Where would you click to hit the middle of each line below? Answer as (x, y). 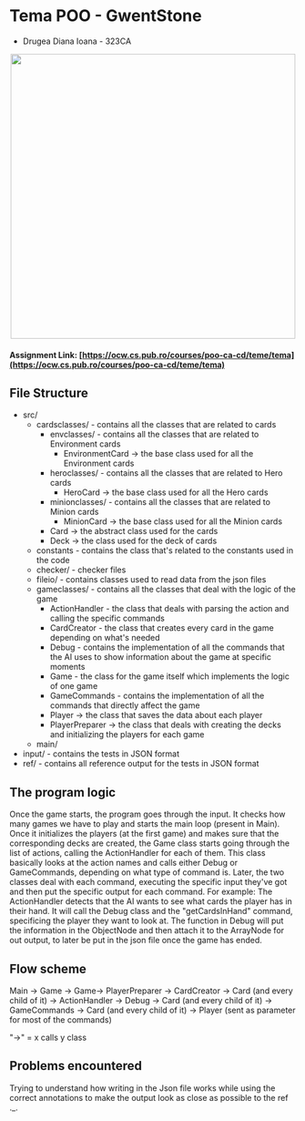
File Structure (49, 393)
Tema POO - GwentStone (106, 16)
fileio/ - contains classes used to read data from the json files (151, 580)
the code (53, 560)
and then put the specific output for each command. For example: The (141, 892)
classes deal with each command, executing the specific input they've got (148, 882)
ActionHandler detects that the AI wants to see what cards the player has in (151, 901)
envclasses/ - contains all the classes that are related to (154, 435)
